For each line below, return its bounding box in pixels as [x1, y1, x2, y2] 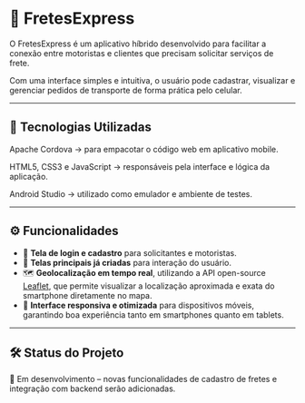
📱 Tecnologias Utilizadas [9, 120, 152, 135]
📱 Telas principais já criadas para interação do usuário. [22, 257, 231, 268]
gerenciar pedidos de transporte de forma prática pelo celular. [9, 84, 242, 95]
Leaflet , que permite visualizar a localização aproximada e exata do [22, 280, 275, 291]
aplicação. [9, 171, 48, 182]
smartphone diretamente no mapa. [22, 290, 152, 300]
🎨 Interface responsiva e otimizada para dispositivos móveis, [22, 300, 254, 310]
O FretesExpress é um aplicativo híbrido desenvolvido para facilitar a [9, 38, 267, 49]
